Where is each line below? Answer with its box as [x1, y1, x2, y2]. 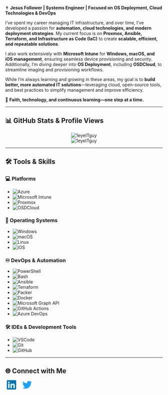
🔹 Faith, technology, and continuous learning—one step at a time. [5, 97, 144, 103]
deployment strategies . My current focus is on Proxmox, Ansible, [5, 31, 142, 36]
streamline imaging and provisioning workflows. [5, 67, 104, 73]
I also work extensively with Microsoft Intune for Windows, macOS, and [5, 51, 155, 57]
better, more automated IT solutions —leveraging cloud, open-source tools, [5, 82, 161, 88]
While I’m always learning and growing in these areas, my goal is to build [5, 77, 155, 82]
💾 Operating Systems [5, 217, 58, 224]
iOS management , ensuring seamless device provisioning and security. [5, 56, 152, 62]
